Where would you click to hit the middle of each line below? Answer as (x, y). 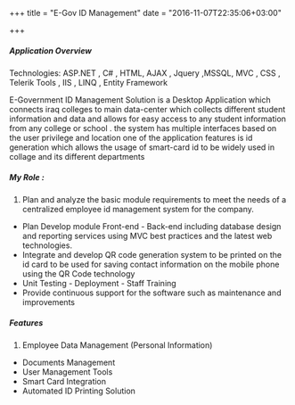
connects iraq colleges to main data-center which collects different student (147, 109)
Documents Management (69, 362)
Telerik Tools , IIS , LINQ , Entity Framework (88, 82)
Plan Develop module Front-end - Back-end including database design (152, 226)
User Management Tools (67, 372)
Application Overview (50, 50)
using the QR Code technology (78, 273)
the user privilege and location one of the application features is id (131, 137)
